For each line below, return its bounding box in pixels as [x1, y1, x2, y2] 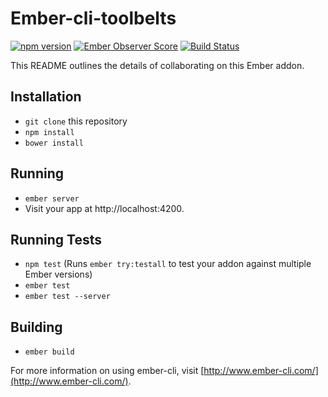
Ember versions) [24, 268, 93, 281]
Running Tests [10, 231, 102, 248]
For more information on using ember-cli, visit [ [10, 365, 205, 377]
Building [10, 318, 63, 336]
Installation [10, 88, 82, 106]
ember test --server [24, 292, 111, 302]
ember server [24, 193, 80, 204]
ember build [24, 347, 75, 357]
